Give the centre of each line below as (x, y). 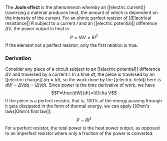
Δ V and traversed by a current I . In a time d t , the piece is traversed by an (80, 74)
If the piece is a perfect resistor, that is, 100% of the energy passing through (84, 100)
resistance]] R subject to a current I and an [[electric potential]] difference (81, 23)
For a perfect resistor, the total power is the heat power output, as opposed (82, 128)
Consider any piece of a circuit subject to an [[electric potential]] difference (83, 69)
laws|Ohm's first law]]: (28, 111)
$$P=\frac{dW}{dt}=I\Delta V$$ (84, 93)
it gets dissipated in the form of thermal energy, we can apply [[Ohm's (77, 106)
